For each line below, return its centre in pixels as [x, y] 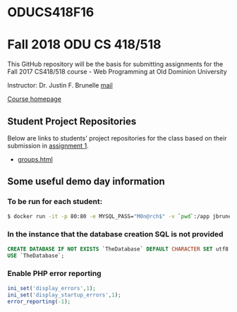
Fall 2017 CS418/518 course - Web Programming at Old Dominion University [117, 72]
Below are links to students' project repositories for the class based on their [117, 138]
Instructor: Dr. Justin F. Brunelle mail [60, 85]
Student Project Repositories [72, 121]
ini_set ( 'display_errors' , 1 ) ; [52, 288]
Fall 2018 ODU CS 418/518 [84, 45]
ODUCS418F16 [51, 12]
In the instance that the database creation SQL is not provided [115, 234]
